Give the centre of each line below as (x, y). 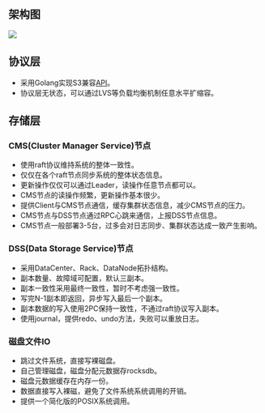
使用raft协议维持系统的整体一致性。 (79, 165)
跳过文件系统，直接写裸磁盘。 (70, 360)
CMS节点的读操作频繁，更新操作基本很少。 (92, 195)
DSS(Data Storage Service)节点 (71, 249)
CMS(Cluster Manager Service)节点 (80, 146)
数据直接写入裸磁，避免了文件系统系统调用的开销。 (105, 390)
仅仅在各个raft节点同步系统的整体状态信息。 (94, 175)
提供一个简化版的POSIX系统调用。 (77, 401)
